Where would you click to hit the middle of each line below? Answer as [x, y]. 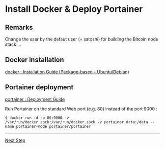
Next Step [15, 140]
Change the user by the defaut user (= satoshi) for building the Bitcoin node [82, 39]
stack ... [13, 44]
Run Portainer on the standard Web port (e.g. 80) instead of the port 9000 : [81, 109]
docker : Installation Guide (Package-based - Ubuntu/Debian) [67, 72]
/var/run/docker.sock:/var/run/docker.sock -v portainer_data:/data [77, 122]
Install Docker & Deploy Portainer [74, 9]
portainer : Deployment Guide [35, 99]
